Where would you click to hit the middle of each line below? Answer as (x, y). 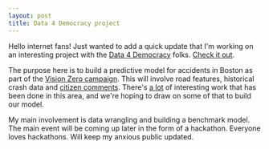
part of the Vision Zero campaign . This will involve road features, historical (131, 79)
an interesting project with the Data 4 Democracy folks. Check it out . (122, 54)
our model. (26, 104)
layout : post (30, 16)
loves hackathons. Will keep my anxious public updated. (101, 136)
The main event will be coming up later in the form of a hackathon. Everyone (134, 128)
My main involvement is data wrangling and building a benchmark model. (129, 119)
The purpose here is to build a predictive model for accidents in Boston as (130, 70)
